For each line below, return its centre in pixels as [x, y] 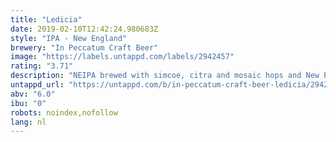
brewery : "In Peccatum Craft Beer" [84, 47]
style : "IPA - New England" [69, 38]
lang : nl [28, 122]
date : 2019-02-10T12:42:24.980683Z [84, 29]
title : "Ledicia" [46, 19]
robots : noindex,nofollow [64, 112]
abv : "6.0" [33, 94]
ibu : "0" [28, 103]
